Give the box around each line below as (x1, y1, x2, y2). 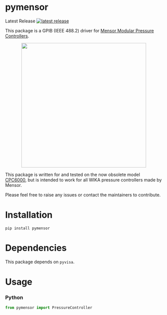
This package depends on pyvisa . (5, 259, 75, 265)
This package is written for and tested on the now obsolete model (5, 171, 141, 177)
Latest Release (5, 18, 36, 24)
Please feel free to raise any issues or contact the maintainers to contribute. (5, 191, 161, 198)
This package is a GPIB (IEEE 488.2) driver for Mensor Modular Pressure (5, 27, 154, 33)
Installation (5, 209, 53, 221)
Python (5, 294, 23, 301)
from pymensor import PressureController (5, 306, 93, 311)
